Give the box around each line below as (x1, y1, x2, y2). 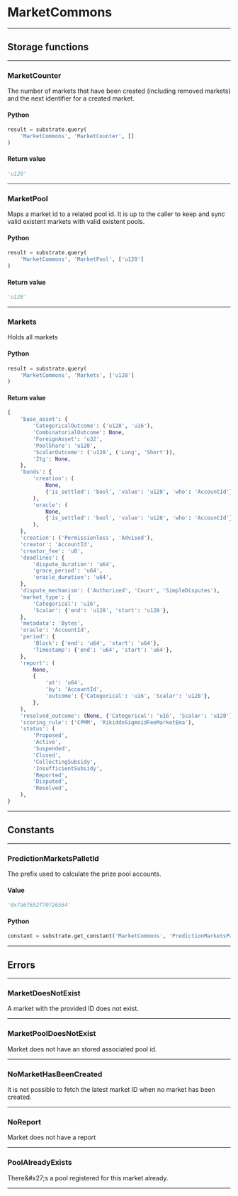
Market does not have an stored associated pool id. (7, 1044, 157, 1053)
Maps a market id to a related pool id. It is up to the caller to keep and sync (7, 210, 225, 218)
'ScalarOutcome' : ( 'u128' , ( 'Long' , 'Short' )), (33, 448, 176, 456)
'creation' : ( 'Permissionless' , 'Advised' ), (20, 534, 154, 542)
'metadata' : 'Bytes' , (20, 620, 84, 627)
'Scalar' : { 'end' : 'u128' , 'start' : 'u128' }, (33, 607, 170, 614)
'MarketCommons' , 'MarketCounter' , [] (20, 132, 135, 140)
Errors (7, 959, 35, 971)
